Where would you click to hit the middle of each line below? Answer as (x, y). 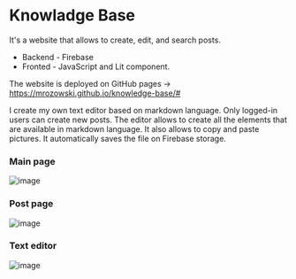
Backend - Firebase (58, 57)
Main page (32, 161)
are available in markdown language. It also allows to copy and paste (134, 128)
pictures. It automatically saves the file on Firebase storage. (118, 138)
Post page (31, 204)
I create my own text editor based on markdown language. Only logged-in (144, 110)
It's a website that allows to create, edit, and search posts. (115, 40)
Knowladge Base (72, 15)
